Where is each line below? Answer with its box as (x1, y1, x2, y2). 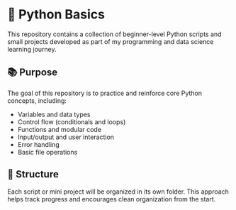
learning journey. (7, 45, 57, 53)
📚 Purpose (7, 67, 58, 79)
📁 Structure (7, 168, 59, 180)
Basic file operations (17, 148, 78, 156)
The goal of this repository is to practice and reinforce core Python (7, 89, 203, 97)
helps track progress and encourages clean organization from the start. (7, 194, 216, 203)
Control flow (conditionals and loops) (17, 117, 126, 126)
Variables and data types (17, 110, 91, 118)
